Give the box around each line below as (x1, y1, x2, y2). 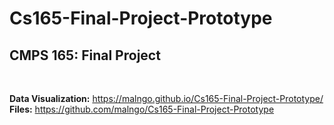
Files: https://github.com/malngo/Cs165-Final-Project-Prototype (9, 103, 275, 115)
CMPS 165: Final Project (9, 47, 161, 64)
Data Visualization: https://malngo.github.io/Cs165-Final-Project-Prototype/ (9, 93, 324, 104)
